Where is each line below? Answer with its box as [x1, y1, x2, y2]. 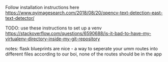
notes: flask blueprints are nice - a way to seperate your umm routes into [5, 46, 158, 51]
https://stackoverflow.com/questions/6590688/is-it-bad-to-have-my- [5, 30, 152, 36]
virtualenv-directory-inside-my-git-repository [5, 36, 100, 42]
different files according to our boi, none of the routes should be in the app [5, 51, 162, 57]
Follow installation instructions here [5, 5, 79, 10]
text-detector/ [5, 15, 35, 21]
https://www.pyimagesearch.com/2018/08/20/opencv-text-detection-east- [5, 10, 163, 16]
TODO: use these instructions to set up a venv [5, 25, 102, 31]
